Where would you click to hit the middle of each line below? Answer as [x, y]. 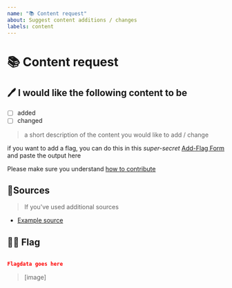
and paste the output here [44, 155]
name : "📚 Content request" [47, 13]
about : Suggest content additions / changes [72, 20]
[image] [35, 277]
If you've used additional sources [71, 207]
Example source [40, 220]
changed [30, 121]
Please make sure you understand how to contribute [81, 169]
